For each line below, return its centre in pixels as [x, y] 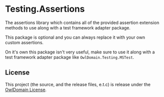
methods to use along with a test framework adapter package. [68, 27]
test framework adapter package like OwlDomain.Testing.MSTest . [70, 57]
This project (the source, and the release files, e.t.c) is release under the [78, 84]
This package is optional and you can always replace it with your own [75, 37]
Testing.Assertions [45, 9]
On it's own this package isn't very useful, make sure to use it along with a [80, 52]
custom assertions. [24, 42]
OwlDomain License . [26, 90]
